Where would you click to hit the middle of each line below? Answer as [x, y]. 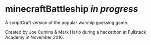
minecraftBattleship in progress [72, 9]
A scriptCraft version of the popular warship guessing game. [67, 22]
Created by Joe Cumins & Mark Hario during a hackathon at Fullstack [76, 32]
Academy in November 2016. [35, 37]
